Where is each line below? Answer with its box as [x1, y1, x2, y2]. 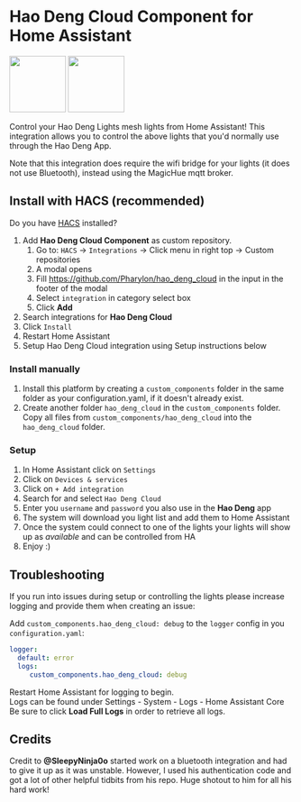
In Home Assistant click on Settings [22, 464, 156, 475]
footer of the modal [35, 282, 108, 294]
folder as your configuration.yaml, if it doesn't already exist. [22, 393, 244, 404]
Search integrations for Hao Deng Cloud [22, 311, 173, 322]
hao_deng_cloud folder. [22, 422, 105, 433]
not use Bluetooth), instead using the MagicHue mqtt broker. [9, 167, 234, 178]
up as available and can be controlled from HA [22, 532, 196, 542]
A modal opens [35, 263, 93, 274]
